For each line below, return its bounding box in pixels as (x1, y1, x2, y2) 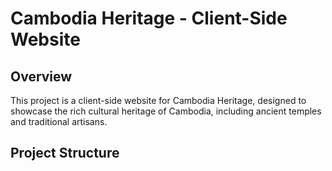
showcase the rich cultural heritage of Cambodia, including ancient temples (10, 105, 322, 117)
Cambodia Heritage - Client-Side (10, 7, 288, 30)
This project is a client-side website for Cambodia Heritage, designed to (10, 95, 307, 106)
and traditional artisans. (10, 116, 108, 127)
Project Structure (10, 145, 120, 162)
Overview (10, 68, 73, 85)
